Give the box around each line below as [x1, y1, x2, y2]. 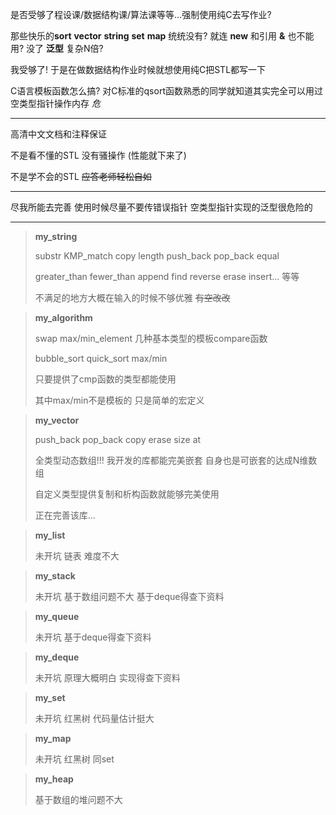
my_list [34, 529, 66, 541]
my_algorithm [34, 312, 93, 323]
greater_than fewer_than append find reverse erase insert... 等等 [34, 271, 300, 282]
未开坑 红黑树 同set [34, 753, 115, 765]
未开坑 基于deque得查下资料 [34, 631, 152, 643]
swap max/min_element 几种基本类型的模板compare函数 [34, 333, 268, 344]
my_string [34, 231, 78, 242]
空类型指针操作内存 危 [10, 98, 101, 109]
